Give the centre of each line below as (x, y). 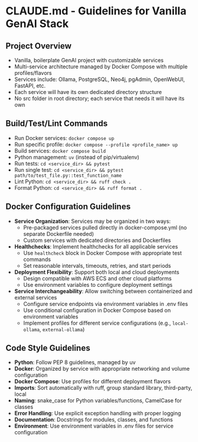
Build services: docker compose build (60, 150)
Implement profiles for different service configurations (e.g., (97, 323)
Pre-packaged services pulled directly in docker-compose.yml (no (105, 227)
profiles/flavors (33, 73)
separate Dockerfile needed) (58, 234)
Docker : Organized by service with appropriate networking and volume (102, 369)
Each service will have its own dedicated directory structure (88, 92)
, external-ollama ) (62, 329)
